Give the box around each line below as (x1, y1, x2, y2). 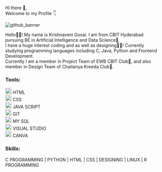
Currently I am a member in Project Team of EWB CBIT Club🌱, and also (5, 58, 151, 64)
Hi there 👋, (5, 5, 27, 11)
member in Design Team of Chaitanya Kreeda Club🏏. (5, 64, 114, 70)
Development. (5, 53, 34, 59)
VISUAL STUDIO (12, 125, 46, 131)
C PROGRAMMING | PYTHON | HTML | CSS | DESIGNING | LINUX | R (5, 156, 147, 162)
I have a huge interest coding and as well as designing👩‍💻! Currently (5, 43, 144, 48)
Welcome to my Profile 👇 (5, 11, 56, 16)
